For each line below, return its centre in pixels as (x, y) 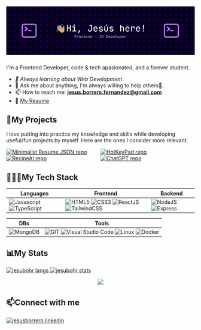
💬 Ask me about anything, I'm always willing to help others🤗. (89, 85)
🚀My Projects (32, 120)
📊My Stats (27, 253)
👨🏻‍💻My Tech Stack (42, 177)
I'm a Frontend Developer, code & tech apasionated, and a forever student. (98, 68)
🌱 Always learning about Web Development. (69, 79)
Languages (34, 193)
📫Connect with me (43, 302)
